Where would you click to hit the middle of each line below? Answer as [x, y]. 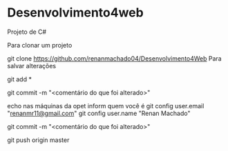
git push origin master [38, 140]
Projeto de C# [27, 32]
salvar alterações [32, 66]
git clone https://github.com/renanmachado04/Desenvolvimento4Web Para [115, 58]
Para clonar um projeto [40, 45]
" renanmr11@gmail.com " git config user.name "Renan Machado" [99, 113]
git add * [20, 79]
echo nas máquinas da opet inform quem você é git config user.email [106, 105]
